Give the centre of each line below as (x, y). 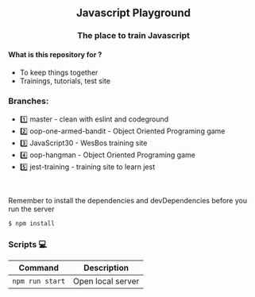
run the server (31, 209)
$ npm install (32, 223)
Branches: (29, 101)
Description (106, 268)
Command (39, 268)
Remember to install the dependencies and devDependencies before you (128, 200)
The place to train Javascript (133, 36)
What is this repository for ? (55, 54)
